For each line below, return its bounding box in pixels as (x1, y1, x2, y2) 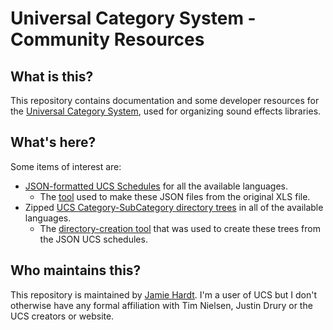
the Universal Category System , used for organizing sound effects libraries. (10, 105, 322, 117)
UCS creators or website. (10, 310, 115, 322)
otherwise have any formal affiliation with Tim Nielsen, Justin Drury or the (10, 299, 313, 311)
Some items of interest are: (10, 160, 122, 172)
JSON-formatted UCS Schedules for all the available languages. (24, 180, 289, 192)
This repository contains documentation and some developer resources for (10, 95, 320, 106)
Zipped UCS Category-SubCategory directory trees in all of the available (24, 201, 324, 213)
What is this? (10, 68, 94, 85)
